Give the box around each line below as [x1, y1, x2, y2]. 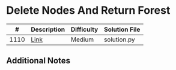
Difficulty [70, 25, 99, 34]
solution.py [104, 35, 135, 44]
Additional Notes [6, 56, 71, 66]
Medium [70, 35, 94, 44]
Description [31, 25, 65, 34]
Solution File [104, 25, 141, 34]
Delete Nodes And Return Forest [6, 4, 171, 17]
